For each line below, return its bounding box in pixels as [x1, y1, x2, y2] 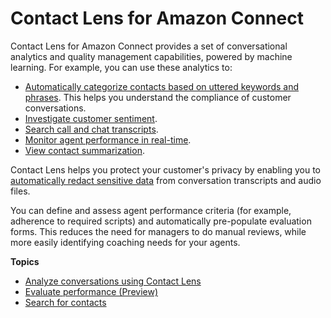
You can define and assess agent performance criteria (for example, [10, 204, 292, 216]
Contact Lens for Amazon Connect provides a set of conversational [10, 40, 288, 52]
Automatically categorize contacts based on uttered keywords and [24, 80, 300, 92]
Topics [10, 255, 40, 267]
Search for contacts [24, 296, 107, 308]
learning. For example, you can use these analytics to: [10, 61, 233, 73]
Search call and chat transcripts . [24, 123, 159, 135]
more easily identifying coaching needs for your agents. [10, 236, 241, 248]
